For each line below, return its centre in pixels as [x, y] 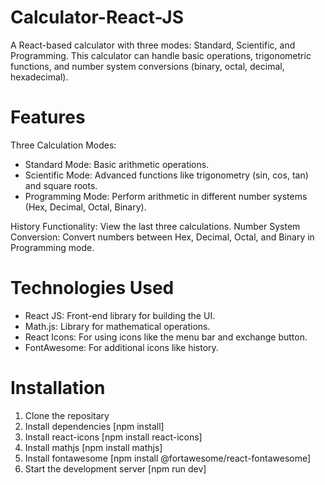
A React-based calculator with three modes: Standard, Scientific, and [153, 45]
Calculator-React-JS [97, 17]
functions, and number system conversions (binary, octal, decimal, [147, 66]
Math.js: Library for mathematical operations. [117, 326]
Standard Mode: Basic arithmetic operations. [117, 164]
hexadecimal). [39, 77]
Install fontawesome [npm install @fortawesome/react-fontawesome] [168, 458]
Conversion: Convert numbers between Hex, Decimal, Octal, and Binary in [162, 237]
